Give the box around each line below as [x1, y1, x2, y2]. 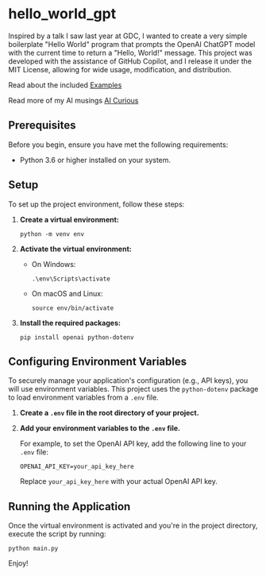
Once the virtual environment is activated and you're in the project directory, [8, 521, 258, 531]
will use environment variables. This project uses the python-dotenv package [8, 385, 259, 394]
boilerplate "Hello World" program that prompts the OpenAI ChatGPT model [8, 39, 256, 48]
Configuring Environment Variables [8, 354, 187, 368]
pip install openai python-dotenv [19, 333, 134, 342]
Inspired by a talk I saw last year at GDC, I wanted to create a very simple [8, 31, 248, 41]
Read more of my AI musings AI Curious [8, 95, 139, 105]
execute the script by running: [8, 529, 106, 539]
